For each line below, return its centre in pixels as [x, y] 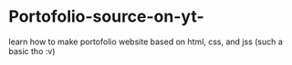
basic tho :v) [32, 51]
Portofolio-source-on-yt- [106, 17]
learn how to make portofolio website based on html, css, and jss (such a [146, 42]
